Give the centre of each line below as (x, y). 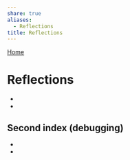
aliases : (20, 20)
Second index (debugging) (65, 128)
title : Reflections (35, 33)
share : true (24, 13)
